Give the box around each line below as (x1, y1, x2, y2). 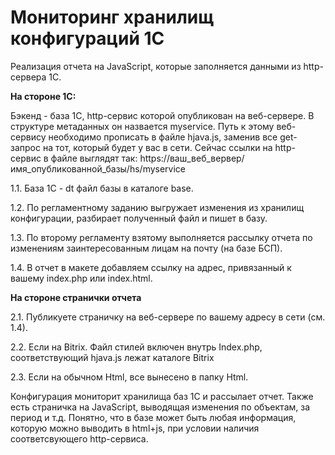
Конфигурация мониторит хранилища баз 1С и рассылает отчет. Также (10, 390, 314, 402)
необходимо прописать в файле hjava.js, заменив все (48, 131, 278, 143)
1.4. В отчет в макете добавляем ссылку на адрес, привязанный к (10, 261, 292, 273)
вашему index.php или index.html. (10, 272, 153, 284)
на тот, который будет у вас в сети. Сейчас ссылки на (42, 141, 273, 153)
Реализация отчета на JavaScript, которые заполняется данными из (10, 60, 302, 72)
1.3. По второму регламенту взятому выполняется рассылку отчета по (10, 231, 313, 243)
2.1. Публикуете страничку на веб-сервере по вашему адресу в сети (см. (10, 311, 326, 323)
